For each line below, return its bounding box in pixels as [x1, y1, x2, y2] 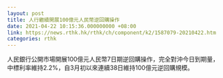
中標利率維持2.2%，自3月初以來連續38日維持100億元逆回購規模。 [7, 64, 194, 72]
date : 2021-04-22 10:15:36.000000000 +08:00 [7, 23, 137, 29]
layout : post [7, 10, 45, 17]
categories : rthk [7, 36, 57, 42]
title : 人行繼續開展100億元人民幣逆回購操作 [7, 16, 120, 23]
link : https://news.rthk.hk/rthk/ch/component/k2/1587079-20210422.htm [7, 29, 216, 36]
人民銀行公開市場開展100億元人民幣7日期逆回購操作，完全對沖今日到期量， [7, 55, 220, 64]
